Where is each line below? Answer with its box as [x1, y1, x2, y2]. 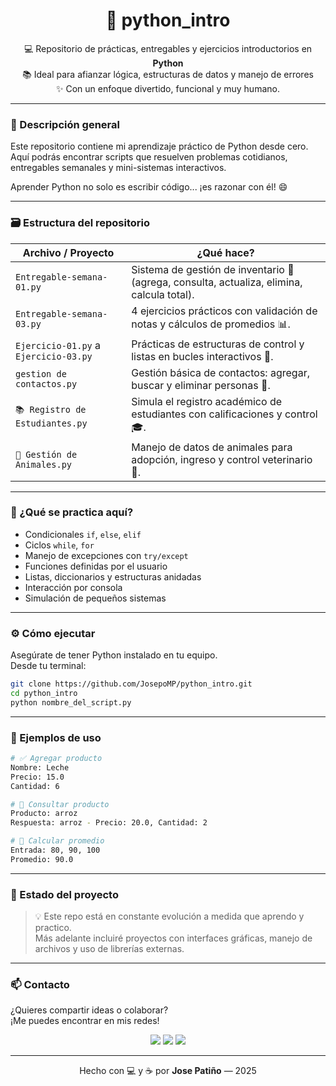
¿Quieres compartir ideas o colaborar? [10, 1004, 169, 1016]
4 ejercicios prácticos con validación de [131, 304, 318, 318]
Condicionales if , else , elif [24, 528, 142, 540]
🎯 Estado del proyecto [10, 887, 119, 901]
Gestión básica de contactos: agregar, [131, 365, 310, 379]
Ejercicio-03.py [15, 350, 93, 362]
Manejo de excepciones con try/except [24, 549, 189, 561]
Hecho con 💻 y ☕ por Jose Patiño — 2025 [79, 1065, 257, 1077]
